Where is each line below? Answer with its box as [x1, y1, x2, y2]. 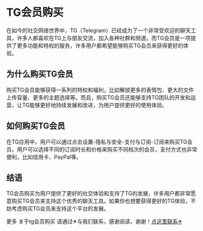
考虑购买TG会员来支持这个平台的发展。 [11, 205, 110, 212]
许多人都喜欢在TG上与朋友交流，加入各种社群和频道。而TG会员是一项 [16, 34, 191, 41]
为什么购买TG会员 [6, 69, 74, 79]
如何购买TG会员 [6, 121, 65, 131]
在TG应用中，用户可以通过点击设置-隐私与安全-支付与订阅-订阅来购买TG [6, 138, 188, 146]
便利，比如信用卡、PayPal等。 [6, 153, 82, 161]
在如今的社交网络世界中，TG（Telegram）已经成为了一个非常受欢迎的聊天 [6, 27, 191, 34]
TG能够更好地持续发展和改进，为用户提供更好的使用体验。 [22, 101, 168, 109]
